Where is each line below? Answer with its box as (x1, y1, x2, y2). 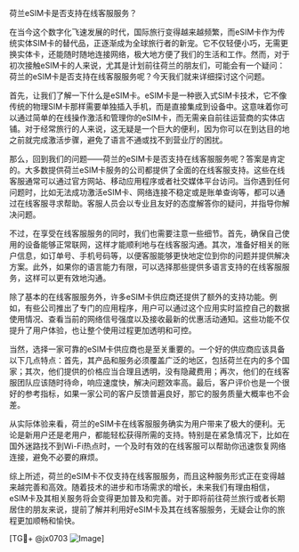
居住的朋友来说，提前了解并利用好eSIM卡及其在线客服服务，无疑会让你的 (9, 504, 278, 515)
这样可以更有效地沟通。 (24, 272, 111, 283)
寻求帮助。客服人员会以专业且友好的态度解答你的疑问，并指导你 (47, 199, 282, 208)
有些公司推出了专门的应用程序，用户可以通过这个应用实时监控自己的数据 (24, 303, 290, 313)
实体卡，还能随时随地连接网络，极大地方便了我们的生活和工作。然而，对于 (16, 49, 290, 60)
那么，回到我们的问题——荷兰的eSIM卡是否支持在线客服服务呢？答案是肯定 (9, 154, 286, 164)
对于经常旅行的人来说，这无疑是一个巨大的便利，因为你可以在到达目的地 (24, 124, 290, 134)
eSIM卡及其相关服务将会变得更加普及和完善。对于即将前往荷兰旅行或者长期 (9, 493, 286, 503)
